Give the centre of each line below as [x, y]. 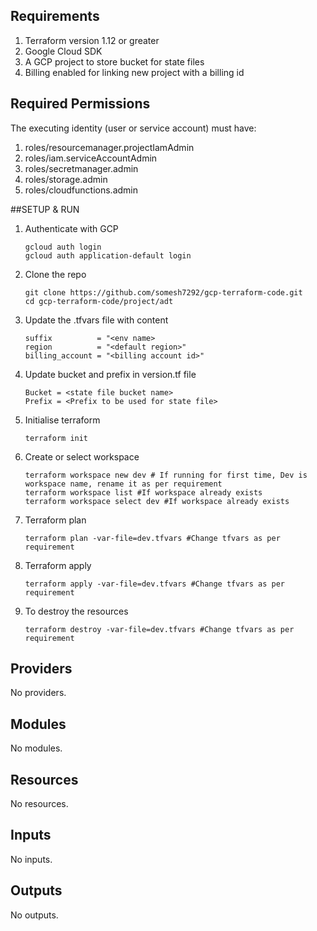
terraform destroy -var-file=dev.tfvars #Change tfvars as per [159, 629]
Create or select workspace [82, 456]
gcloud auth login [63, 247]
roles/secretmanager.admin [81, 168]
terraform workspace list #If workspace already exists [143, 492]
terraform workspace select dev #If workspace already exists [157, 501]
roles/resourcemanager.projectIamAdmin [109, 147]
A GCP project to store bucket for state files [114, 61]
